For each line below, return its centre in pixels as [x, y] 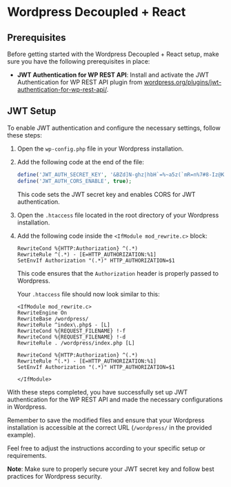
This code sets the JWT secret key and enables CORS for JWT [106, 194]
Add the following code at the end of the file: [81, 162]
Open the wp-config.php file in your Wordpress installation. [100, 149]
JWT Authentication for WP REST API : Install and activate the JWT [113, 75]
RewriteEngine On [42, 313]
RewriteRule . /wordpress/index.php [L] [76, 343]
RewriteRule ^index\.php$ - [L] [63, 325]
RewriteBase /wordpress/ [53, 318]
